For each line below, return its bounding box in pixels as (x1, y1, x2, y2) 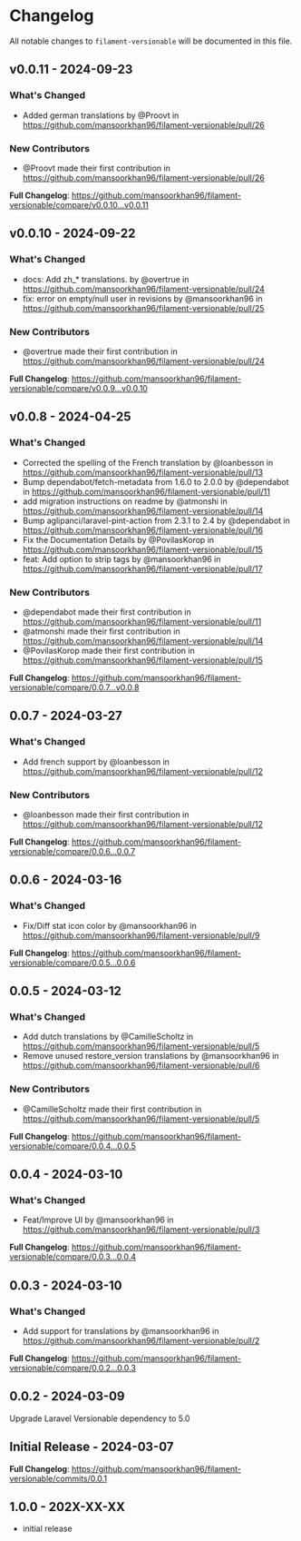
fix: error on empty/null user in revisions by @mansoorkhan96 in (22, 292, 263, 304)
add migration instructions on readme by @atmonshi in (22, 496, 228, 507)
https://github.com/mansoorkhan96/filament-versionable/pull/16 (22, 524, 264, 536)
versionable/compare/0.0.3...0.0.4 (9, 1251, 137, 1262)
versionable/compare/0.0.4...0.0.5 (9, 1141, 136, 1151)
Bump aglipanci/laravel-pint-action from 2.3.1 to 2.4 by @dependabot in (22, 515, 290, 526)
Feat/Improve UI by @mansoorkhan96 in (22, 1214, 174, 1226)
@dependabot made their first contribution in (22, 606, 192, 617)
